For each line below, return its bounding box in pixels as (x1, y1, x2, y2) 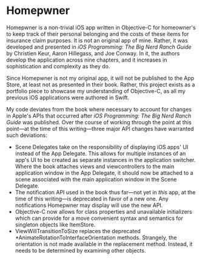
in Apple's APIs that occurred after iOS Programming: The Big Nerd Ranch (6, 112, 192, 119)
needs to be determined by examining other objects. (15, 247, 146, 254)
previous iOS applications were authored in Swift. (6, 94, 129, 101)
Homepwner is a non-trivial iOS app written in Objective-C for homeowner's (6, 24, 196, 31)
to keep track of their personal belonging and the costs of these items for (6, 30, 189, 37)
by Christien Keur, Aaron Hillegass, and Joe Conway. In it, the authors (6, 49, 180, 57)
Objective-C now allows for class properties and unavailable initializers (15, 208, 192, 215)
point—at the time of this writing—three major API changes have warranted (6, 125, 194, 132)
